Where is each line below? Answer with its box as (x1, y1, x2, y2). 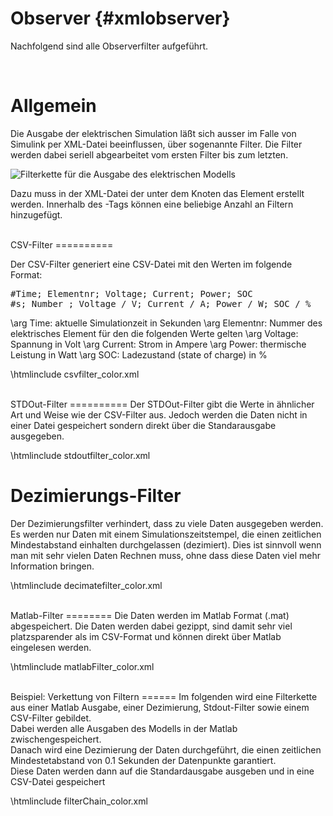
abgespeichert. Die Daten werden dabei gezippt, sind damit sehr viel (10, 620, 293, 632)
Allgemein (10, 95, 97, 117)
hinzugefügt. (10, 208, 63, 221)
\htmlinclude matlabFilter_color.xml (10, 660, 155, 672)
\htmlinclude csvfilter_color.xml (10, 368, 140, 380)
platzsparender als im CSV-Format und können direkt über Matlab (10, 630, 282, 642)
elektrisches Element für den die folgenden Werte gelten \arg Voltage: (10, 327, 299, 339)
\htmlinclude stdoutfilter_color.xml (10, 449, 151, 461)
